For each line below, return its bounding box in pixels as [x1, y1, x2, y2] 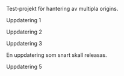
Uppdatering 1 [6, 17, 41, 23]
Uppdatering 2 [6, 28, 42, 35]
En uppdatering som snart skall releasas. [6, 51, 107, 59]
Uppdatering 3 [6, 40, 42, 47]
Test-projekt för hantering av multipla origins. [6, 5, 119, 12]
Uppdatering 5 [6, 63, 42, 70]
